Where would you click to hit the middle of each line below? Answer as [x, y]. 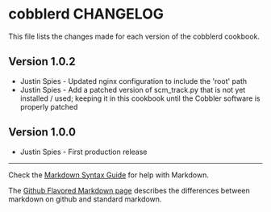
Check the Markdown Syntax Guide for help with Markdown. [109, 175]
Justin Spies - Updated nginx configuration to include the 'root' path [133, 81]
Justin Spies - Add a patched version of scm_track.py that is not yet [133, 89]
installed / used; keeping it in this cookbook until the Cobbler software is [140, 98]
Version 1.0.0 [42, 133]
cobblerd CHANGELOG [86, 14]
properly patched [49, 106]
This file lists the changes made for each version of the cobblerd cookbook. [134, 36]
